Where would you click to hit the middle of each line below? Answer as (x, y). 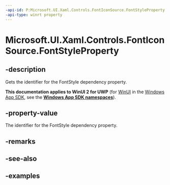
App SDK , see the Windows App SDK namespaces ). (61, 97)
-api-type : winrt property (34, 15)
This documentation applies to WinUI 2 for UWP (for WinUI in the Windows (85, 92)
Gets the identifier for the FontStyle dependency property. (66, 82)
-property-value (32, 113)
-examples (23, 176)
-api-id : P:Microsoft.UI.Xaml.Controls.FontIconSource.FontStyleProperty (85, 10)
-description (25, 70)
